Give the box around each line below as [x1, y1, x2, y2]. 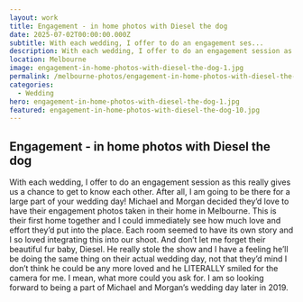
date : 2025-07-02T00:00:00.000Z [9, 30, 131, 39]
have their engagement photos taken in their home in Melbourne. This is [9, 206, 277, 216]
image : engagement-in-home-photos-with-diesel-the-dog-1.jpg [9, 64, 244, 73]
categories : [9, 80, 54, 89]
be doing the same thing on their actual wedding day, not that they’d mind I [9, 253, 288, 264]
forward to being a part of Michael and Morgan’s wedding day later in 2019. [9, 282, 289, 293]
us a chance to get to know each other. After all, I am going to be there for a [9, 187, 290, 197]
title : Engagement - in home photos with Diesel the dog [9, 22, 228, 31]
